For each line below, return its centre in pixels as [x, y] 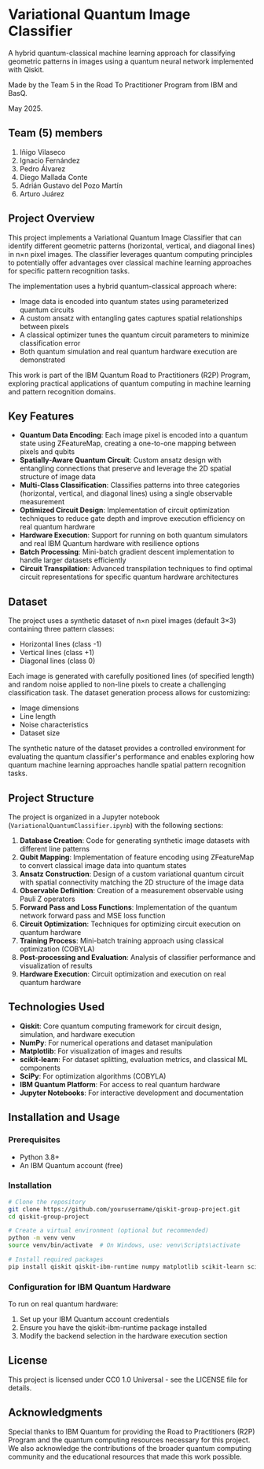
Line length [38, 716]
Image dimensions [49, 708]
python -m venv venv [42, 1238]
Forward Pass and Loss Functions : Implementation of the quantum [128, 907]
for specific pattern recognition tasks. [69, 271]
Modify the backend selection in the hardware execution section [123, 1336]
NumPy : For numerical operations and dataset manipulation [116, 1042]
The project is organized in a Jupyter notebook [84, 817]
